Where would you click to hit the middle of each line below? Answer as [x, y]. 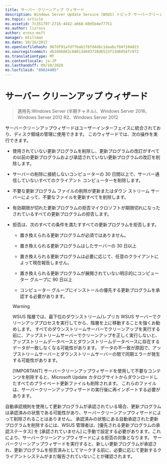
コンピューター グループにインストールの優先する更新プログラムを [87, 290]
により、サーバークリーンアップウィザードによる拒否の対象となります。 [79, 438]
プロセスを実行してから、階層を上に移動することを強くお [97, 323]
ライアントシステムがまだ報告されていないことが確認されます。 [70, 456]
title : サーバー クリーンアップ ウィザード [45, 10]
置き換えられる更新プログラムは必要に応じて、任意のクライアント [87, 256]
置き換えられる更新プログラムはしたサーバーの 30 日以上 [78, 245]
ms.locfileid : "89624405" [32, 70]
